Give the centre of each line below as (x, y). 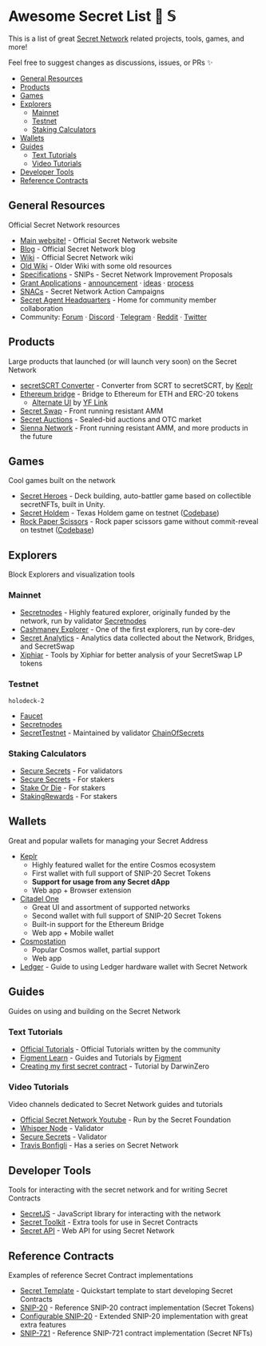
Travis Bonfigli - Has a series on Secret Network (99, 1145)
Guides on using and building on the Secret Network (95, 1011)
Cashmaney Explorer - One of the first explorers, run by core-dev (127, 629)
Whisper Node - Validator (62, 1128)
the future (36, 436)
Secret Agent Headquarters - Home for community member (118, 300)
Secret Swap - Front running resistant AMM (91, 410)
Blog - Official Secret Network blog (77, 249)
